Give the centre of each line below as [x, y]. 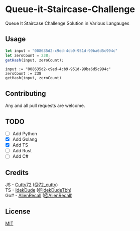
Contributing [26, 94]
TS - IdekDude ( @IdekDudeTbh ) [38, 190]
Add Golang [25, 139]
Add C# [20, 156]
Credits [17, 172]
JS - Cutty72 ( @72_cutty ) [32, 185]
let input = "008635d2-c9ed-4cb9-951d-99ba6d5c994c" [61, 51]
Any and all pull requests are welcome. [45, 106]
